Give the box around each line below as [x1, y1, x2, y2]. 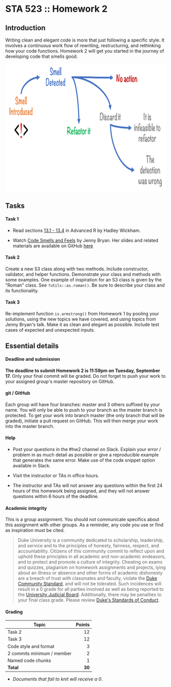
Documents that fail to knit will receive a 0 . [12, 676, 103, 682]
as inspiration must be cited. [5, 527, 65, 533]
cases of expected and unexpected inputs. [5, 327, 95, 333]
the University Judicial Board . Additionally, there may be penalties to [17, 592, 162, 598]
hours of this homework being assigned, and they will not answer [12, 488, 150, 494]
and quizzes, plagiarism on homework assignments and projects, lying [17, 564, 166, 571]
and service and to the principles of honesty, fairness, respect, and [17, 543, 159, 549]
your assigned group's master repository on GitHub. [5, 378, 115, 384]
